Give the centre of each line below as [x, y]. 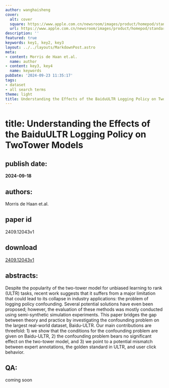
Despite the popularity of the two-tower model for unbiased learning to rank [84, 288]
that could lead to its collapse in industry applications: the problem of [77, 298]
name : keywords [26, 71]
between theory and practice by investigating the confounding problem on [82, 320]
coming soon [19, 380]
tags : [11, 80]
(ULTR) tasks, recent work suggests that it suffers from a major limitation [80, 293]
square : [18, 24]
